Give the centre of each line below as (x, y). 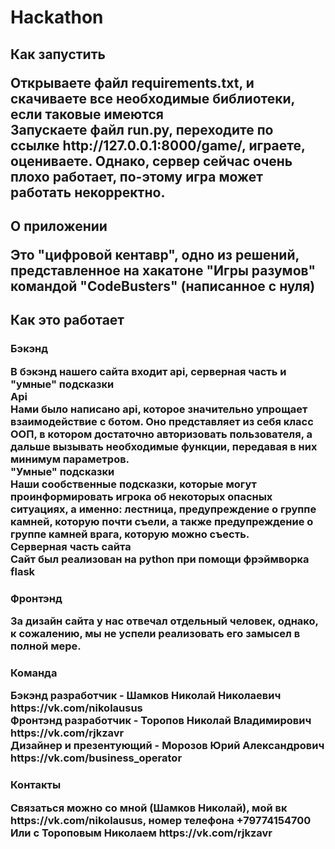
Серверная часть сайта (71, 546)
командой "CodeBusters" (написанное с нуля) (163, 286)
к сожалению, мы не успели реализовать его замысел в (155, 633)
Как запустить (58, 54)
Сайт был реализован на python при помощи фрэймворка (160, 559)
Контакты (36, 785)
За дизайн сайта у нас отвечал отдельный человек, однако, (164, 621)
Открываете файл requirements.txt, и (132, 82)
